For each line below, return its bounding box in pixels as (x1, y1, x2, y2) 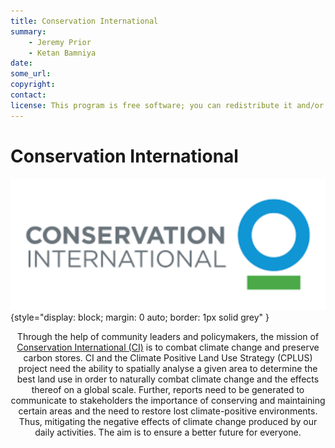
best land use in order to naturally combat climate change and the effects (16, 373, 320, 385)
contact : (10, 90, 47, 100)
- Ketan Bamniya (28, 48, 97, 58)
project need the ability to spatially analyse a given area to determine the (18, 362, 318, 374)
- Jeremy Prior (28, 37, 92, 47)
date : (10, 58, 33, 69)
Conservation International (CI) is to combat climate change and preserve (16, 341, 320, 353)
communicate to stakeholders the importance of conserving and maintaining (10, 394, 326, 406)
